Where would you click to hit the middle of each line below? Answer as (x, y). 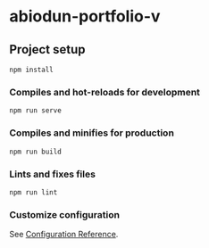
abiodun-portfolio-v (85, 17)
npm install (31, 70)
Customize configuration (65, 214)
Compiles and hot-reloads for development (105, 92)
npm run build (36, 152)
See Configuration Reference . (64, 235)
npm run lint (33, 192)
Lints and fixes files (53, 174)
